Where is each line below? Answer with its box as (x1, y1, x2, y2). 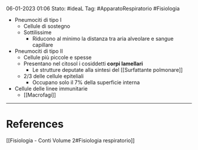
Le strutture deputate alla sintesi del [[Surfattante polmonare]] (32, 66, 183, 73)
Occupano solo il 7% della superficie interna (32, 79, 140, 86)
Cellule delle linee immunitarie (14, 85, 88, 92)
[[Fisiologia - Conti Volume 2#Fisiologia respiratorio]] (6, 136, 135, 144)
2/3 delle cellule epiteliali (23, 73, 84, 79)
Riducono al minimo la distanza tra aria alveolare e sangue (32, 35, 174, 42)
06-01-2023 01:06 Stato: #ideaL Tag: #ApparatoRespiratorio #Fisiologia (6, 5, 180, 12)
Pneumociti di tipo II (14, 48, 63, 55)
